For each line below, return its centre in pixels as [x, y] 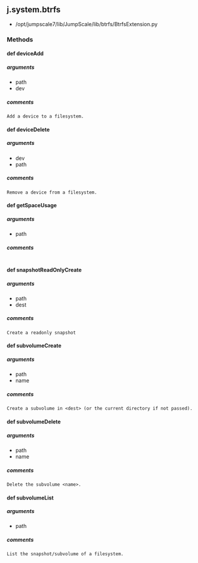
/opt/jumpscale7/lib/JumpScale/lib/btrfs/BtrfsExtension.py [86, 24]
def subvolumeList [30, 498]
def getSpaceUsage [32, 205]
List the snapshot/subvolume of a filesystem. [65, 554]
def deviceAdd [25, 53]
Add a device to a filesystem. [45, 116]
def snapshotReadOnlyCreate [44, 270]
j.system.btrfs [34, 10]
